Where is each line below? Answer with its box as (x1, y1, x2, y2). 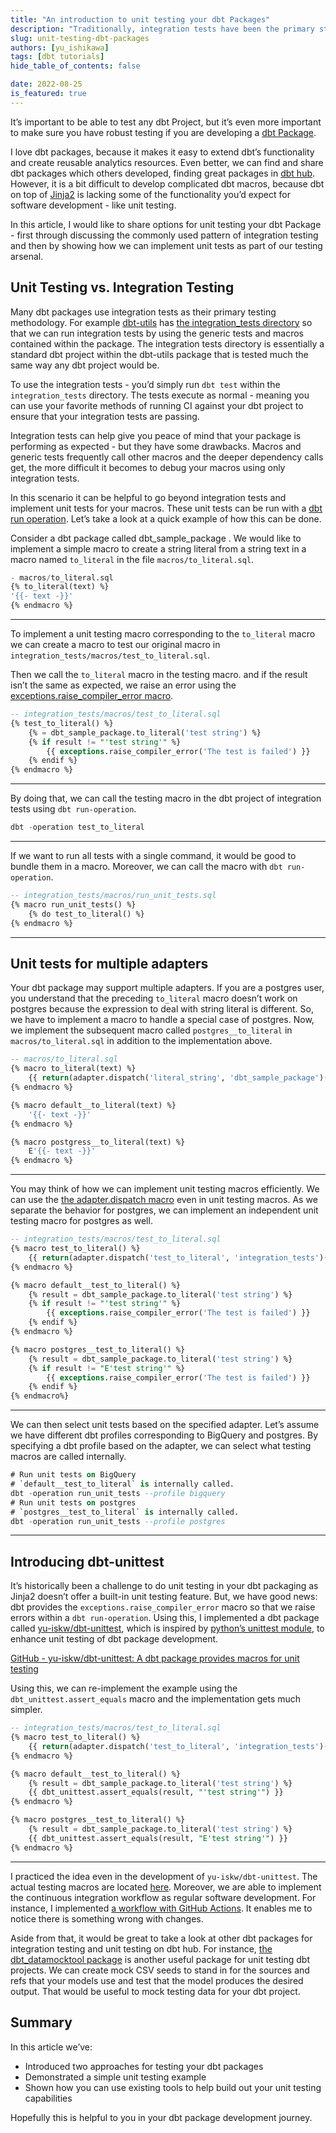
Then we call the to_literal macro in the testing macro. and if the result (10, 669, 308, 681)
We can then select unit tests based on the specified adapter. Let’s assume (10, 1419, 320, 1431)
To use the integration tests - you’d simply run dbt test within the (10, 378, 281, 390)
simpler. (10, 1704, 43, 1716)
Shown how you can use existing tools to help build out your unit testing (24, 2081, 322, 2093)
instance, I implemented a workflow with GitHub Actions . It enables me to (10, 1902, 313, 1914)
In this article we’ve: (10, 2041, 93, 2053)
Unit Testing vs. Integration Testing (10, 279, 235, 296)
